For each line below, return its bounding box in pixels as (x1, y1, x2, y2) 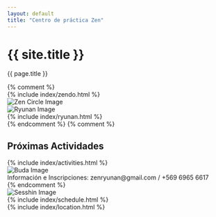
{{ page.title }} (7, 70, 49, 78)
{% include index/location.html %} (7, 203, 106, 211)
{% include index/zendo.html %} (7, 90, 101, 99)
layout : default (7, 10, 54, 17)
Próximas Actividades (7, 140, 104, 152)
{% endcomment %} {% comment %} (7, 120, 115, 129)
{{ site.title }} (7, 47, 85, 63)
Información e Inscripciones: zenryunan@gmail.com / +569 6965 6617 (7, 173, 210, 182)
